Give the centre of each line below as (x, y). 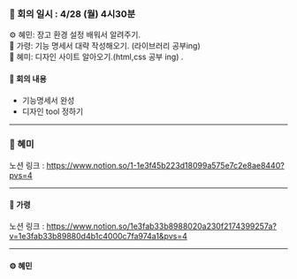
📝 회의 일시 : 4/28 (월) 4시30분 (72, 13)
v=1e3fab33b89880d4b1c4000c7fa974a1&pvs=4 (98, 236)
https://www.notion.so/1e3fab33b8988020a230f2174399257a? (161, 226)
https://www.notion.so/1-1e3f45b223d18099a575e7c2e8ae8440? (165, 165)
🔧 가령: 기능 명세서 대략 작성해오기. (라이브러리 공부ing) (105, 46)
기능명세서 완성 (48, 100)
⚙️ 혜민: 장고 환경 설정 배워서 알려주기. (75, 35)
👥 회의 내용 (28, 79)
